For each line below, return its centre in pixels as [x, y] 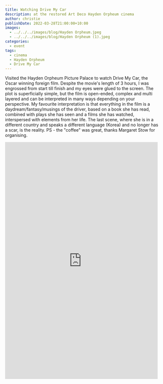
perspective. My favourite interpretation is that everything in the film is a [78, 104]
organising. [16, 136]
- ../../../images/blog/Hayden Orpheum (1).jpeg [60, 37]
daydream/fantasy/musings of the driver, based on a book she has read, [78, 109]
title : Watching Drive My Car [36, 10]
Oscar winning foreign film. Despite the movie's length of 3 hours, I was [77, 83]
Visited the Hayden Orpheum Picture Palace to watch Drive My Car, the [77, 78]
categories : [17, 42]
